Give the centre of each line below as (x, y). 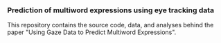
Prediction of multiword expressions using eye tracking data (111, 10)
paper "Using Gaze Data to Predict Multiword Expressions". (92, 32)
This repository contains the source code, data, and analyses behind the (110, 25)
